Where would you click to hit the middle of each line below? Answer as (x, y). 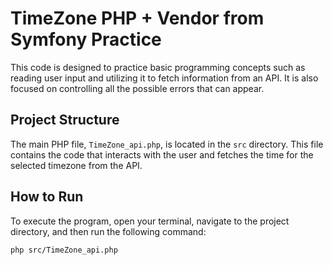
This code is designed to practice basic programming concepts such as (158, 67)
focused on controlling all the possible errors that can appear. (137, 88)
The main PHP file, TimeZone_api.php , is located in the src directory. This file (167, 144)
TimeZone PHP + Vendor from (137, 18)
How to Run (47, 197)
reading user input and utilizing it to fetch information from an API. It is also (164, 78)
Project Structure (65, 120)
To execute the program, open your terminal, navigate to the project (150, 221)
